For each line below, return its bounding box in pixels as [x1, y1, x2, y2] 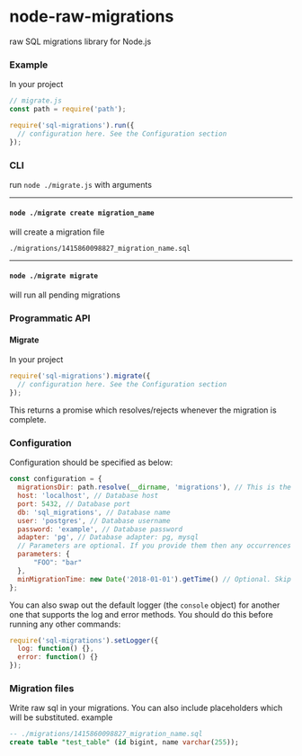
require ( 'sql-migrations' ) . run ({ [9, 120, 135, 129]
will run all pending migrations [9, 289, 121, 300]
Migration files [9, 682, 75, 695]
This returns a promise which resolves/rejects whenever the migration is [9, 405, 277, 415]
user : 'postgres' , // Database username [17, 516, 171, 525]
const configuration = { [9, 475, 102, 484]
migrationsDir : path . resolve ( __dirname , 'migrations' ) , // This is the [17, 483, 292, 492]
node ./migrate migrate [9, 271, 99, 280]
